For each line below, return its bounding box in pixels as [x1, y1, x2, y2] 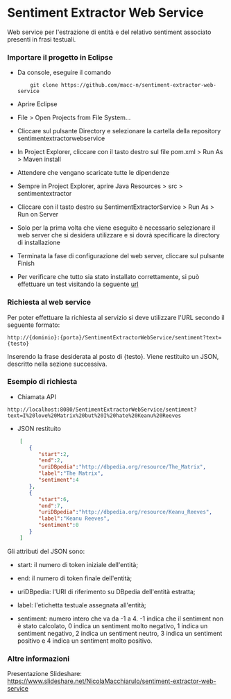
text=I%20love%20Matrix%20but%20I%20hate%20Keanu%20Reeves [7, 412, 182, 419]
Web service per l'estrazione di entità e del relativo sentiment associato [7, 28, 212, 36]
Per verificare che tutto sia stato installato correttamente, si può [17, 273, 200, 281]
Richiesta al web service [7, 297, 92, 307]
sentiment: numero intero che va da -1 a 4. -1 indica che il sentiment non [17, 614, 224, 623]
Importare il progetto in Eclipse [7, 52, 113, 62]
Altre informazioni [7, 654, 70, 664]
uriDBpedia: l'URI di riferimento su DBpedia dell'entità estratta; [17, 587, 196, 596]
